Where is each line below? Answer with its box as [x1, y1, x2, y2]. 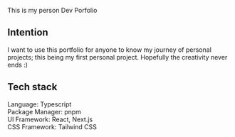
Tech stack [7, 81, 58, 93]
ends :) [7, 60, 28, 69]
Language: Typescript [7, 99, 72, 109]
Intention [7, 26, 48, 38]
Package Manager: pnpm [7, 107, 82, 116]
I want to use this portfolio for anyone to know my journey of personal [7, 45, 212, 54]
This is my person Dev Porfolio [7, 6, 98, 14]
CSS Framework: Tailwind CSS [7, 122, 98, 131]
